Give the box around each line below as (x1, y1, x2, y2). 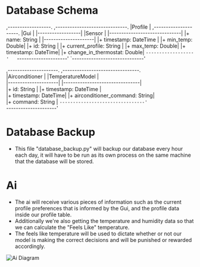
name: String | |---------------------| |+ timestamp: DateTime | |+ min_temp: (6, 36, 193, 43)
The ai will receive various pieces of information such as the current (14, 198, 182, 206)
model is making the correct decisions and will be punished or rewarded (14, 236, 192, 243)
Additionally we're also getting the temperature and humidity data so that (14, 217, 194, 224)
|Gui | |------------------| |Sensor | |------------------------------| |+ (21, 29, 190, 36)
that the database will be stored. (14, 157, 94, 164)
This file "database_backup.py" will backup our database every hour (14, 145, 183, 152)
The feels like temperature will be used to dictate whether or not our (14, 230, 182, 237)
